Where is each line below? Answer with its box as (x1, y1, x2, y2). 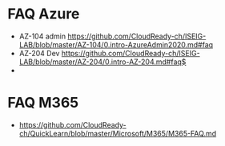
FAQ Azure (7, 5, 80, 23)
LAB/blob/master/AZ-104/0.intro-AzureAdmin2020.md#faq (18, 39, 214, 49)
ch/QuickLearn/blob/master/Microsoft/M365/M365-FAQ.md (18, 128, 217, 138)
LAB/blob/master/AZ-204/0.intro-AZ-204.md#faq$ (18, 57, 187, 67)
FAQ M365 (7, 94, 79, 112)
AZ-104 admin (18, 31, 66, 41)
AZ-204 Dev (18, 48, 60, 58)
